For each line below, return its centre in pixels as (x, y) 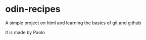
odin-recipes (33, 9)
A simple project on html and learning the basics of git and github (73, 23)
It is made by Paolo (25, 32)
